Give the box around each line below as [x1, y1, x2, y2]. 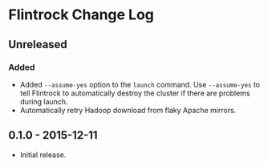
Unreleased [8, 38, 68, 51]
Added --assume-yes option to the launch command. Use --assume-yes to [19, 79, 261, 89]
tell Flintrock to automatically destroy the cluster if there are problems [19, 88, 250, 98]
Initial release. [19, 150, 67, 160]
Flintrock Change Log [8, 6, 155, 24]
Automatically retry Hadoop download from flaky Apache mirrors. [19, 105, 237, 115]
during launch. [19, 96, 68, 106]
